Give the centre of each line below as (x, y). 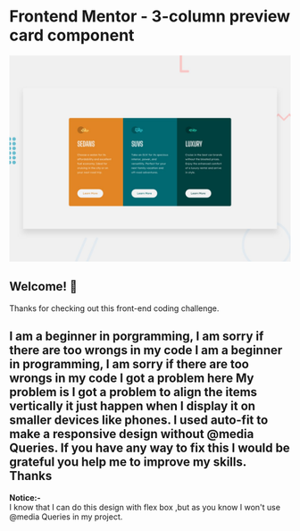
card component (72, 35)
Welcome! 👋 (43, 287)
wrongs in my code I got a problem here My (132, 379)
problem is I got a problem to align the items (133, 392)
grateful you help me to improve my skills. (128, 462)
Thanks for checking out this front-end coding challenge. (114, 308)
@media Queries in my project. (66, 517)
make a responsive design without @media (132, 434)
